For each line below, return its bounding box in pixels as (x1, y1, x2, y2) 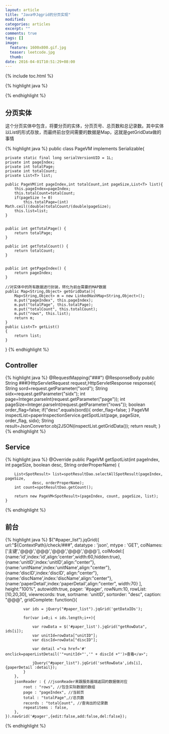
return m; (14, 315, 35, 321)
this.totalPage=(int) (23, 200, 69, 205)
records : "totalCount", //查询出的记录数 (23, 701, 108, 706)
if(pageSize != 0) (14, 195, 53, 200)
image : (5, 40, 19, 45)
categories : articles (5, 21, 51, 27)
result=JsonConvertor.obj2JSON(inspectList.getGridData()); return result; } (5, 423, 161, 429)
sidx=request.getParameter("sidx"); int (5, 390, 86, 397)
